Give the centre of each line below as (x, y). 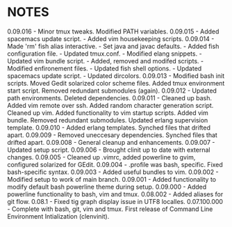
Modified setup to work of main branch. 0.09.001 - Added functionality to (112, 179)
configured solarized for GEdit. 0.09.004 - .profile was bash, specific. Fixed (115, 164)
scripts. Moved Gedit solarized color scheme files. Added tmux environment (116, 83)
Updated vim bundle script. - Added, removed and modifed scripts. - (105, 61)
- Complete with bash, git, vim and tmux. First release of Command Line (110, 209)
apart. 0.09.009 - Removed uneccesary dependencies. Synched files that (112, 135)
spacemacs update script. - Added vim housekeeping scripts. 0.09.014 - (111, 38)
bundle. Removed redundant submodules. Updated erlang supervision (108, 120)
